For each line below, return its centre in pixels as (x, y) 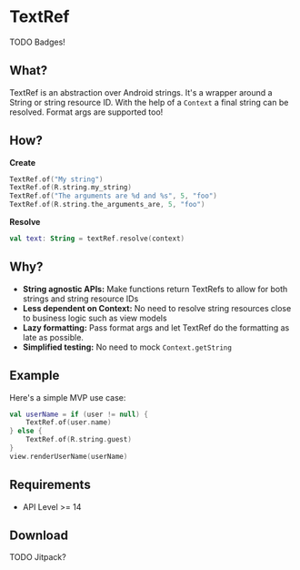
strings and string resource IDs (80, 299)
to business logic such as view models (95, 318)
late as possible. (53, 337)
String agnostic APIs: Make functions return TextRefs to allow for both (155, 289)
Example (35, 376)
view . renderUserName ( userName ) (69, 456)
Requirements (50, 485)
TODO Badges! (37, 42)
